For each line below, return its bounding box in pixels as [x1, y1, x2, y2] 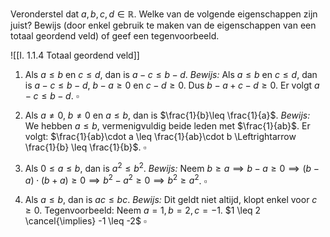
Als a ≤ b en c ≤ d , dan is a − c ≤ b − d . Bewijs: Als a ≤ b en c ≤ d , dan [24, 69, 318, 80]
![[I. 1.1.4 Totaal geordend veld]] [10, 49, 140, 61]
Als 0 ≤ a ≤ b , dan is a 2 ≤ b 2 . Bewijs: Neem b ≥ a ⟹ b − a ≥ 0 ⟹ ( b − [24, 161, 320, 174]
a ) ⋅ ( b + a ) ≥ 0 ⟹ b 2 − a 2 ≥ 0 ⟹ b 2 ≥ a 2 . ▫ [24, 173, 208, 187]
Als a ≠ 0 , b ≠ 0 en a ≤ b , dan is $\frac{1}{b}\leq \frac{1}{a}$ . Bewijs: [24, 109, 311, 121]
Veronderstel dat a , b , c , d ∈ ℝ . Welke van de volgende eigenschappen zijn [10, 8, 318, 20]
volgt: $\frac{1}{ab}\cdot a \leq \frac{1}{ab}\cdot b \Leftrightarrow [24, 131, 297, 142]
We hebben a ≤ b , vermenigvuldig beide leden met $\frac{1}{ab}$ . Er [24, 120, 311, 132]
